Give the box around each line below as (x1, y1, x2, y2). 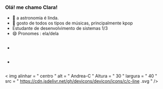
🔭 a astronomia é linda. (12, 15, 59, 21)
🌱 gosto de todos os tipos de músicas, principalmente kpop (12, 20, 133, 26)
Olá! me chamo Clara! (5, 4, 58, 11)
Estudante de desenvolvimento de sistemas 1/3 (12, 25, 108, 31)
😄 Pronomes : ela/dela (12, 31, 59, 37)
